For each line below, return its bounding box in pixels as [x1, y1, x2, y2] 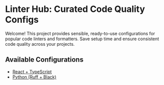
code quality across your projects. [5, 41, 75, 47]
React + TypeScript [12, 69, 52, 75]
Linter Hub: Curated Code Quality [5, 3, 145, 15]
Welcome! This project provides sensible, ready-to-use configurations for [5, 30, 155, 36]
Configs [5, 14, 39, 25]
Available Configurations [5, 56, 84, 64]
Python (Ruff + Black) [12, 74, 56, 80]
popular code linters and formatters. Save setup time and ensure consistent [5, 36, 160, 42]
